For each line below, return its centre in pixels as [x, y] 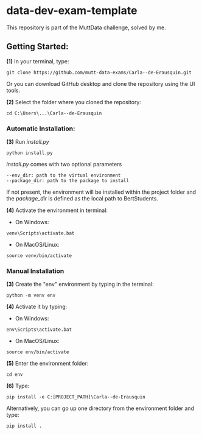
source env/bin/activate [38, 352]
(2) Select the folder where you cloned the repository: [74, 102]
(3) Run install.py [28, 142]
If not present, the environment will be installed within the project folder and [101, 192]
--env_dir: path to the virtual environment [64, 175]
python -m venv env [31, 295]
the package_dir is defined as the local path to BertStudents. [82, 199]
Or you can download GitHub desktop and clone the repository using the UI [101, 83]
